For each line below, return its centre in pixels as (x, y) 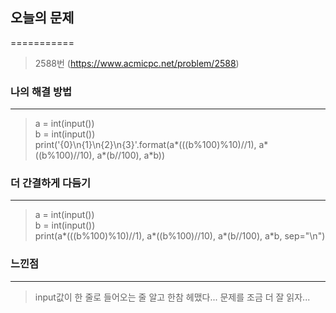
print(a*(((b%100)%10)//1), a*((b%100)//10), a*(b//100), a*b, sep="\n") (180, 236)
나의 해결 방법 (41, 91)
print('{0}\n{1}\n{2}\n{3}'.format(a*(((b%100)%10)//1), (145, 145)
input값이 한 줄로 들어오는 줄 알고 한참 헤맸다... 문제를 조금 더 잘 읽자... (172, 297)
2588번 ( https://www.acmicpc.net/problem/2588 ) (137, 63)
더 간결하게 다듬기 (51, 183)
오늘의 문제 (42, 18)
